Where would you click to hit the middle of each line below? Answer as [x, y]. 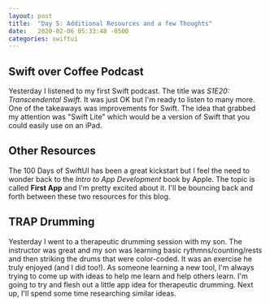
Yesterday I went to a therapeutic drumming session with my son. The [125, 241]
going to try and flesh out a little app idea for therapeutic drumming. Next [131, 284]
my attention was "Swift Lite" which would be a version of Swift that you [129, 117]
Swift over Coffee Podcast [76, 71]
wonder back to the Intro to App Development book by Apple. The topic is [132, 179]
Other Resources [52, 151]
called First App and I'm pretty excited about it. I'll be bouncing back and [131, 187]
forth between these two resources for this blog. [89, 196]
